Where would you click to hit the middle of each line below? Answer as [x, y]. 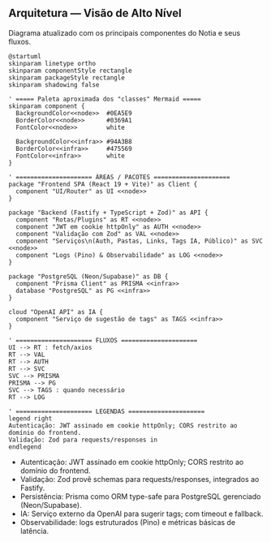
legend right [30, 418]
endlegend [25, 447]
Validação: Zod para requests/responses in [83, 440]
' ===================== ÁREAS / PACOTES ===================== [119, 177]
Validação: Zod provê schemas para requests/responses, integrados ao [140, 479]
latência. [34, 531]
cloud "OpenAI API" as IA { [56, 312]
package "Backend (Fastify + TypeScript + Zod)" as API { [108, 213]
